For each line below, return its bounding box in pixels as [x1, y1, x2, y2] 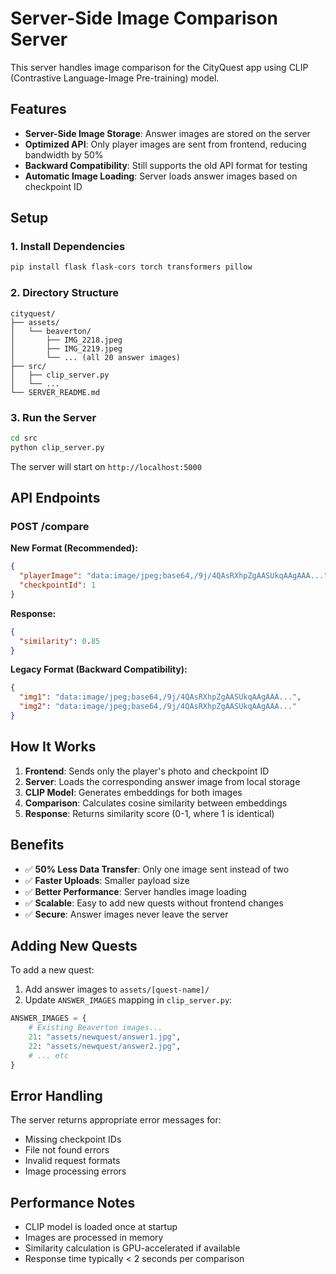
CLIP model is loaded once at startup [24, 1221, 178, 1233]
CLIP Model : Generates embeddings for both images [24, 786, 243, 798]
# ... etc [28, 1050, 70, 1061]
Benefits [10, 837, 65, 854]
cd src [10, 433, 38, 443]
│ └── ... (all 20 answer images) [10, 352, 182, 362]
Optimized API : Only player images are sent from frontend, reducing [24, 138, 307, 150]
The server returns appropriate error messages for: [10, 1114, 222, 1126]
